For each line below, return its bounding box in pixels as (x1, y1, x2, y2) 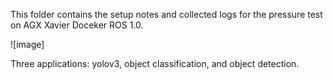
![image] (10, 39, 45, 50)
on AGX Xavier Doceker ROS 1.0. (10, 19, 144, 31)
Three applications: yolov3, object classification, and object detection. (10, 58, 300, 69)
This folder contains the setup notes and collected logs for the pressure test (10, 9, 323, 20)
